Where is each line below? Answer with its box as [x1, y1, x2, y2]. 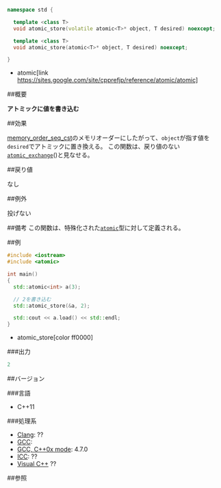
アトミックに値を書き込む [7, 105, 79, 113]
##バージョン [7, 374, 45, 382]
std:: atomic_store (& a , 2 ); [13, 302, 90, 309]
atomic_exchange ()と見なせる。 [7, 151, 94, 159]
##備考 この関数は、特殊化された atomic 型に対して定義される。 [7, 223, 185, 232]
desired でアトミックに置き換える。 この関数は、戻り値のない [7, 143, 180, 151]
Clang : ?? [16, 430, 44, 439]
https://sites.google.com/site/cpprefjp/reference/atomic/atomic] [16, 76, 198, 84]
